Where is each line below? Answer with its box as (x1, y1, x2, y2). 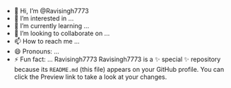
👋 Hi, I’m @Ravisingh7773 (13, 7, 90, 15)
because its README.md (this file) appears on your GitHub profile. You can (13, 65, 225, 73)
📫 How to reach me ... (13, 37, 80, 45)
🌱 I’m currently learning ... (13, 22, 90, 30)
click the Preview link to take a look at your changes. (13, 73, 167, 81)
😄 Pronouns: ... (13, 47, 60, 56)
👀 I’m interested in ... (13, 14, 74, 23)
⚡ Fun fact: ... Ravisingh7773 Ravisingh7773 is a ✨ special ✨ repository (13, 55, 221, 63)
